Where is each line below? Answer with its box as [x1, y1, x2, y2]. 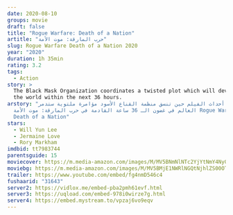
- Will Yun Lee [13, 126, 58, 133]
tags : [7, 68, 23, 75]
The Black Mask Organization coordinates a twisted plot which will [13, 87, 216, 94]
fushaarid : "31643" [7, 178, 64, 184]
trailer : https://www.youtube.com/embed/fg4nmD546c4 [7, 171, 163, 178]
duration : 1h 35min [7, 55, 64, 62]
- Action [13, 74, 39, 82]
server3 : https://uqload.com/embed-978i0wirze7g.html [7, 191, 166, 198]
